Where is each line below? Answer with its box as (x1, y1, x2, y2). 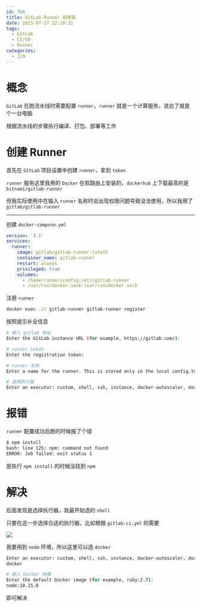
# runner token (6, 346, 44, 352)
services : (6, 238, 31, 244)
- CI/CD (11, 37, 31, 43)
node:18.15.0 (6, 582, 39, 589)
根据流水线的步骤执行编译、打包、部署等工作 (6, 122, 117, 129)
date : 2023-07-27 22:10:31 (6, 20, 74, 26)
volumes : (17, 271, 39, 277)
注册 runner (6, 294, 35, 301)
